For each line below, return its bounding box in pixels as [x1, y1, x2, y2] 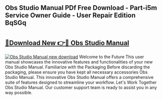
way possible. [5, 90, 33, 95]
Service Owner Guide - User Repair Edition [5, 12, 136, 20]
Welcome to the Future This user [79, 54, 144, 60]
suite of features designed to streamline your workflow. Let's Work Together [5, 79, 157, 85]
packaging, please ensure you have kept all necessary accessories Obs [5, 69, 148, 75]
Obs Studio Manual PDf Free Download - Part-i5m [5, 4, 157, 12]
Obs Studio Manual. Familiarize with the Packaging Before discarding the [5, 64, 150, 70]
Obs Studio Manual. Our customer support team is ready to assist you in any [5, 85, 157, 90]
